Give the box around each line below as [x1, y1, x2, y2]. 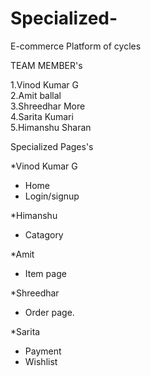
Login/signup [24, 190, 80, 202]
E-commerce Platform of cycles [10, 40, 142, 52]
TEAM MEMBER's [10, 59, 83, 71]
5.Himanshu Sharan [10, 121, 92, 133]
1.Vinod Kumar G [10, 78, 79, 91]
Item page [24, 267, 67, 279]
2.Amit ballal [10, 89, 62, 101]
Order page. [24, 306, 75, 318]
